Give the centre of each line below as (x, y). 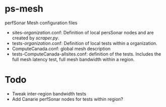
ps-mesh (24, 9)
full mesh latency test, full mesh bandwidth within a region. (73, 59)
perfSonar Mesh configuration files (41, 23)
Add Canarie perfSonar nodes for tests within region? (67, 99)
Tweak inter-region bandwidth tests (49, 93)
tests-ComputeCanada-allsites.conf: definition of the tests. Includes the (87, 54)
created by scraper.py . (36, 38)
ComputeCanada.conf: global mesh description (61, 48)
